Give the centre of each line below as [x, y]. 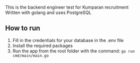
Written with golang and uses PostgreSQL [48, 12]
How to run [23, 28]
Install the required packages [42, 45]
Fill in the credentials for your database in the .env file [68, 40]
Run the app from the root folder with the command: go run [74, 51]
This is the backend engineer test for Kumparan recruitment [67, 7]
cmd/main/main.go [31, 55]
